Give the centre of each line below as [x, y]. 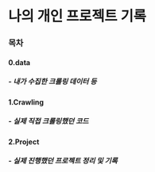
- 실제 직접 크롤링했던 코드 [48, 121]
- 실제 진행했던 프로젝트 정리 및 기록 [63, 161]
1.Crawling [26, 102]
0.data [19, 62]
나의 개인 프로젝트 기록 [77, 16]
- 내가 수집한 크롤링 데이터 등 [52, 82]
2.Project [24, 141]
